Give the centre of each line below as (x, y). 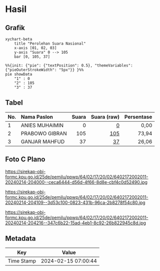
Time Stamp (22, 261)
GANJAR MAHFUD (43, 141)
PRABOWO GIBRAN (44, 133)
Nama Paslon (37, 117)
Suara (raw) (105, 117)
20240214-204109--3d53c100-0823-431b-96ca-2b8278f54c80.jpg (75, 202)
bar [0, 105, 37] (32, 57)
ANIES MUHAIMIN (42, 125)
